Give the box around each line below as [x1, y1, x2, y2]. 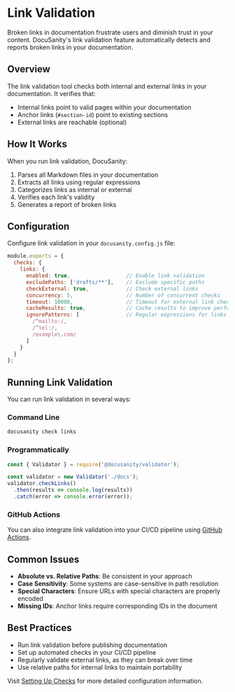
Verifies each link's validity [17, 193, 95, 201]
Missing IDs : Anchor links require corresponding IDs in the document [17, 602, 218, 611]
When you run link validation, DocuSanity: [7, 156, 128, 165]
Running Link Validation [7, 376, 113, 388]
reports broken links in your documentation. [7, 43, 134, 51]
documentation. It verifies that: [7, 89, 96, 97]
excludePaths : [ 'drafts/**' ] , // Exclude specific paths [25, 278, 205, 285]
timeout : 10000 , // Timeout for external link [25, 298, 215, 306]
